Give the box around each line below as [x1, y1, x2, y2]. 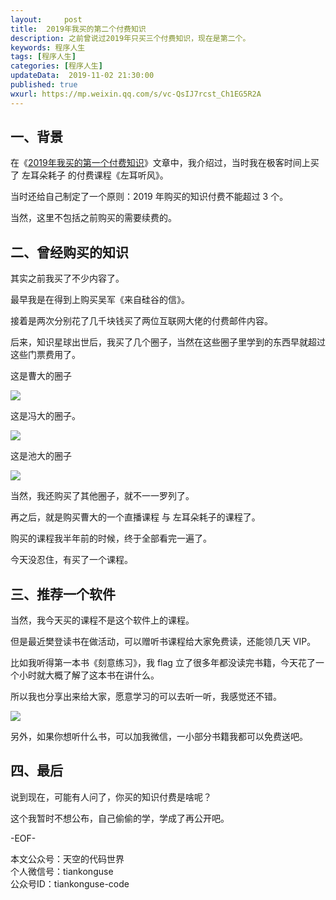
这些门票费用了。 [10, 349, 81, 361]
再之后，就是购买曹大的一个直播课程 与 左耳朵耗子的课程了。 [10, 511, 261, 523]
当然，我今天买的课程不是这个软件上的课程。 [10, 614, 195, 626]
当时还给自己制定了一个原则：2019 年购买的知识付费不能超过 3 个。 [10, 191, 289, 203]
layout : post [10, 14, 83, 25]
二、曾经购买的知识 [10, 244, 129, 261]
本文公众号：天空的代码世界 [10, 852, 125, 865]
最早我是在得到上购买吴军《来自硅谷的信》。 [10, 294, 190, 306]
